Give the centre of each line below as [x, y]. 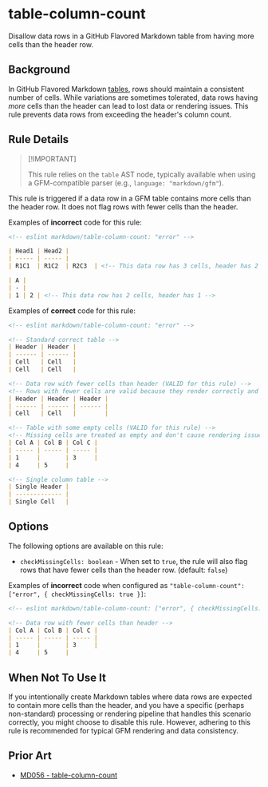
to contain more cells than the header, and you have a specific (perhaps [126, 705]
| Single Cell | [39, 502]
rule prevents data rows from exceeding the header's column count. [120, 114]
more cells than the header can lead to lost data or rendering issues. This [128, 105]
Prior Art [30, 756]
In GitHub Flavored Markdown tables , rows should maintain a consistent [126, 89]
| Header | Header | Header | [59, 399]
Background [39, 70]
